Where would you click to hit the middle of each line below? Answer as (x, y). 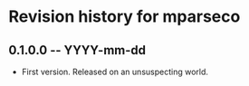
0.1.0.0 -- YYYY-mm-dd (77, 50)
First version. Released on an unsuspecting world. (115, 72)
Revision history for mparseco (124, 17)
